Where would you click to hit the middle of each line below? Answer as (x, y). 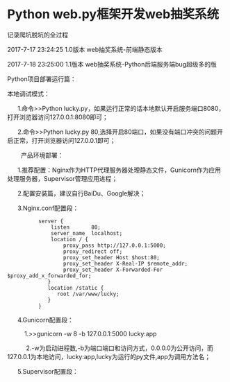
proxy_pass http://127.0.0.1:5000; (115, 245)
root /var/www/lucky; (88, 294)
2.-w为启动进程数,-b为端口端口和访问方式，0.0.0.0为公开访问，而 (120, 348)
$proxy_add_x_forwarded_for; (49, 276)
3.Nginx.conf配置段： (48, 208)
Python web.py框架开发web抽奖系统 (113, 14)
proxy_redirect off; (93, 251)
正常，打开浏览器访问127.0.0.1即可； (64, 140)
